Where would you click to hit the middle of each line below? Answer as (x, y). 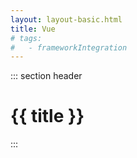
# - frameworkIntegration (69, 47)
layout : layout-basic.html (66, 19)
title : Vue (33, 29)
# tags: (26, 38)
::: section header (46, 76)
